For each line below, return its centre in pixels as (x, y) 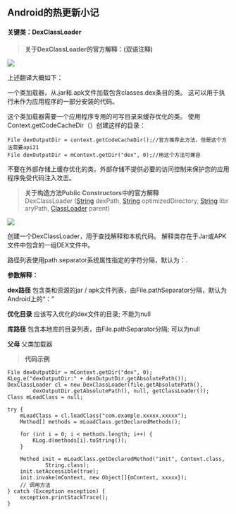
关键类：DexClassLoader (44, 32)
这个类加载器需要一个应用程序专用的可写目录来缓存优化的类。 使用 (104, 116)
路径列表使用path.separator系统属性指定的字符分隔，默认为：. (98, 259)
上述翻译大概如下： (35, 77)
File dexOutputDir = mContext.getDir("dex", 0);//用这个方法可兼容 (104, 155)
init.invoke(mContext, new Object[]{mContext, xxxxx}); (104, 477)
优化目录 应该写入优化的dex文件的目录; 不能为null (79, 314)
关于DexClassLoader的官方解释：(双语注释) (89, 49)
